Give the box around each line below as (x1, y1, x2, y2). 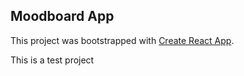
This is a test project (10, 54, 95, 66)
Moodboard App (10, 8, 115, 25)
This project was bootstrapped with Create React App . (10, 34, 235, 46)
